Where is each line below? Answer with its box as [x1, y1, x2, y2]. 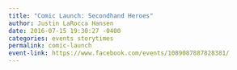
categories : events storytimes [8, 34, 114, 43]
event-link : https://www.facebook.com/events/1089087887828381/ [8, 49, 230, 57]
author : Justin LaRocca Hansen [8, 19, 114, 27]
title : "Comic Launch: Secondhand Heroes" [8, 11, 154, 20]
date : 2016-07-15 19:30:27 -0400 [8, 27, 121, 35]
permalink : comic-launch [8, 42, 92, 50]
